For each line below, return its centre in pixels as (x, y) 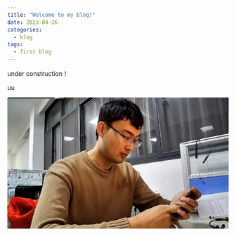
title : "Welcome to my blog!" (52, 15)
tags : (15, 45)
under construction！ (38, 73)
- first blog (33, 52)
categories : (25, 29)
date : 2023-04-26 (33, 22)
